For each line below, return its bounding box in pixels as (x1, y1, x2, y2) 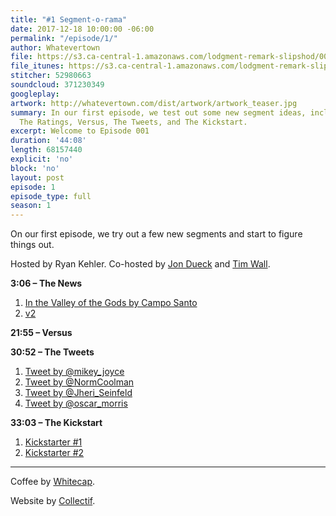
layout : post (10, 172, 65, 183)
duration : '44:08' (10, 136, 87, 146)
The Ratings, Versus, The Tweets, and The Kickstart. (19, 117, 248, 127)
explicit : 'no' (10, 154, 74, 164)
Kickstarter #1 (24, 436, 83, 448)
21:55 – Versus (10, 327, 73, 339)
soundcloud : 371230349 (10, 80, 105, 90)
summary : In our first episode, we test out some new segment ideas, (10, 107, 307, 118)
